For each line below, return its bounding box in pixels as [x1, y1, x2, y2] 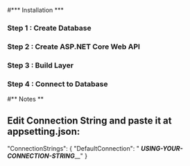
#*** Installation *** [7, 6, 64, 14]
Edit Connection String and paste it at [7, 115, 172, 127]
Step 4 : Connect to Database [7, 79, 108, 89]
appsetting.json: [7, 126, 80, 138]
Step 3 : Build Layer [7, 60, 74, 70]
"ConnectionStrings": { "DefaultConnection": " [7, 144, 140, 152]
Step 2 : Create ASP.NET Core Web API [7, 42, 141, 51]
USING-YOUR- [141, 144, 184, 152]
